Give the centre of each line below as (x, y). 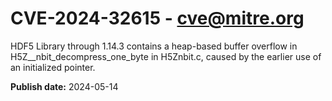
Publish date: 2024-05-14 (64, 86)
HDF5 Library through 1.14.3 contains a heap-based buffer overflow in (154, 46)
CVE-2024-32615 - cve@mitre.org (157, 18)
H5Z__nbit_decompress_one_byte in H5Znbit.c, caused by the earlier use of (166, 56)
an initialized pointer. (53, 67)
